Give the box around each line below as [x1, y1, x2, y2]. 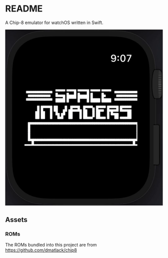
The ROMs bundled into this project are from [5, 242, 97, 248]
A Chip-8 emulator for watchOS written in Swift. [5, 19, 103, 25]
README [5, 3, 43, 14]
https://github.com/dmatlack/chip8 [5, 247, 77, 253]
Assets [5, 215, 27, 224]
